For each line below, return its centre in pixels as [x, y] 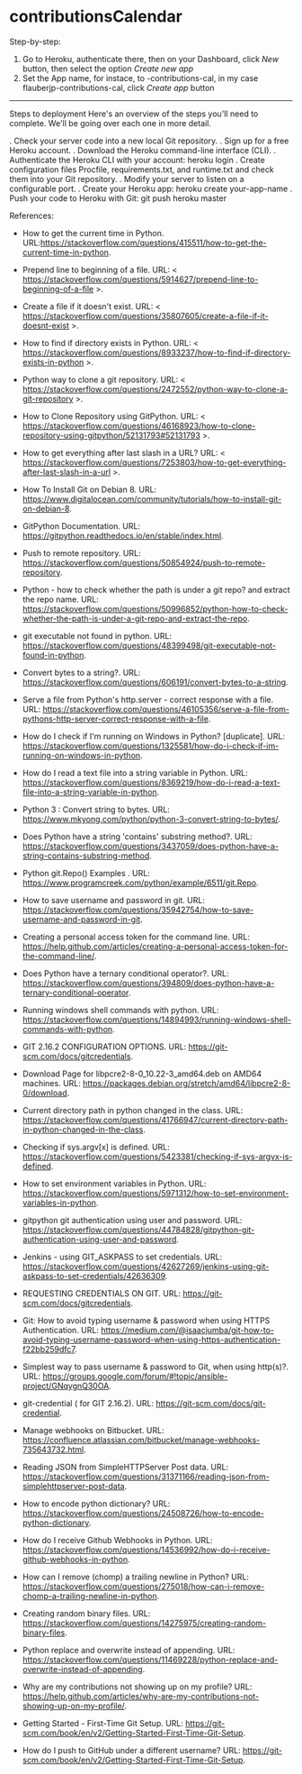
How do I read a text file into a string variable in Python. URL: [135, 773]
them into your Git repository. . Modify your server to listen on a [127, 178]
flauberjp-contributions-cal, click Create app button [118, 87]
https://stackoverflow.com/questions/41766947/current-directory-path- [155, 1120]
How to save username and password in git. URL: [113, 900]
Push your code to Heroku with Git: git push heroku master [118, 198]
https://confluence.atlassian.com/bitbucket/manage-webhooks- [141, 1440]
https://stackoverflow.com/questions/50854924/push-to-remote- [144, 562]
